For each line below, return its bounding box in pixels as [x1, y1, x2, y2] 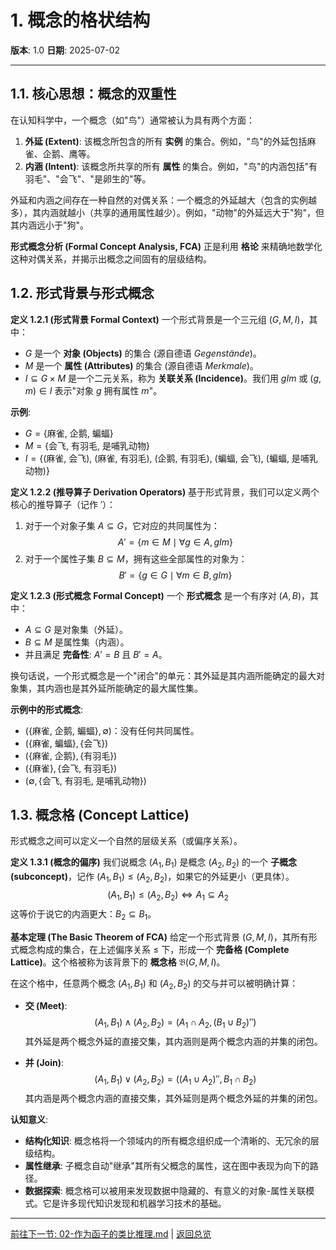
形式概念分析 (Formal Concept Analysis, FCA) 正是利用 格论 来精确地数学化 [10, 240, 323, 252]
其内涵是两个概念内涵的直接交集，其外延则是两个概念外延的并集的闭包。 [24, 1092, 323, 1104]
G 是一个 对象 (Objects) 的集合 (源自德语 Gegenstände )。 [24, 347, 262, 359]
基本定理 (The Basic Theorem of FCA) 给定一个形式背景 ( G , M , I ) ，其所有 [10, 931, 309, 943]
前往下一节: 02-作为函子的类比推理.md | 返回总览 [10, 1227, 212, 1240]
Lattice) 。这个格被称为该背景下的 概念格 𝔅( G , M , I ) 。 [10, 956, 226, 968]
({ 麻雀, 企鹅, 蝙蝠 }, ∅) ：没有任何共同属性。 [24, 724, 200, 736]
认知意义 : [10, 1113, 49, 1125]
